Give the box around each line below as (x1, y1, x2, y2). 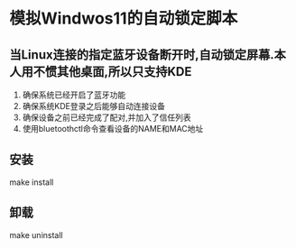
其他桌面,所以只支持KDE (56, 64, 192, 79)
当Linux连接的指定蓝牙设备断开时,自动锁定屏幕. (9, 47, 274, 62)
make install (9, 177, 54, 188)
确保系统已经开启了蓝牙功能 (22, 89, 126, 100)
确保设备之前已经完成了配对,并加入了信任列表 (22, 112, 191, 123)
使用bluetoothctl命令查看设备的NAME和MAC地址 (22, 124, 204, 133)
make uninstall (9, 229, 63, 240)
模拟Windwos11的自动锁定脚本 (9, 8, 238, 29)
